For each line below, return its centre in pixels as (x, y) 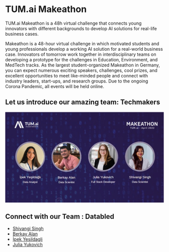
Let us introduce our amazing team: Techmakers (83, 102)
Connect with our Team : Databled (60, 217)
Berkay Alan (25, 234)
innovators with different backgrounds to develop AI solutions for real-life (81, 28)
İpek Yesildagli (27, 239)
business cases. (22, 34)
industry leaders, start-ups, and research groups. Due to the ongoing (77, 81)
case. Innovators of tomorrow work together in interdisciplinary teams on (81, 54)
